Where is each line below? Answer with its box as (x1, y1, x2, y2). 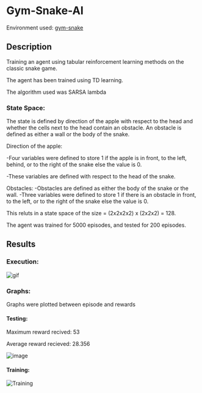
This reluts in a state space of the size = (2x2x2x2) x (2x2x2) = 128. (6, 210, 176, 217)
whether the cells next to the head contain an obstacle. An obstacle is (6, 124, 182, 132)
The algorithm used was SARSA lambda (6, 88, 107, 96)
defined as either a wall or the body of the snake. (6, 131, 130, 138)
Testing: (6, 315, 28, 322)
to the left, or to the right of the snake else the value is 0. (6, 197, 149, 205)
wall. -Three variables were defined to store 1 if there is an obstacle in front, (6, 191, 197, 199)
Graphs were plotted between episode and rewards (6, 301, 136, 308)
